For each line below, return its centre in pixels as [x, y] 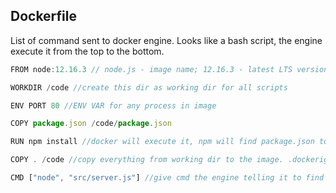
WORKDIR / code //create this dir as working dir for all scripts [149, 87]
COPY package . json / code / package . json [91, 124]
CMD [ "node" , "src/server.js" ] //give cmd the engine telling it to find [167, 178]
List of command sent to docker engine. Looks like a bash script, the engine [166, 40]
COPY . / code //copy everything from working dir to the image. [147, 160]
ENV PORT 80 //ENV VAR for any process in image [113, 105]
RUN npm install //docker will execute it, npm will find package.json [162, 142]
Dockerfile [44, 16]
